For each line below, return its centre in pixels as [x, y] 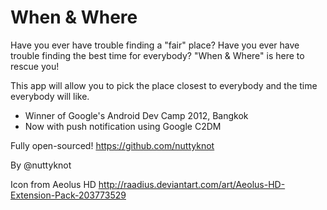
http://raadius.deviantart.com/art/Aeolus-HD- [192, 184]
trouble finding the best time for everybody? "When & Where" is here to [157, 55]
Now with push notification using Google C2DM [123, 126]
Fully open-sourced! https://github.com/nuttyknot [112, 145]
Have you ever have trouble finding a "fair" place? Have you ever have [155, 45]
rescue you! [35, 66]
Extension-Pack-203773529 [68, 195]
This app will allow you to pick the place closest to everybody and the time [164, 85]
